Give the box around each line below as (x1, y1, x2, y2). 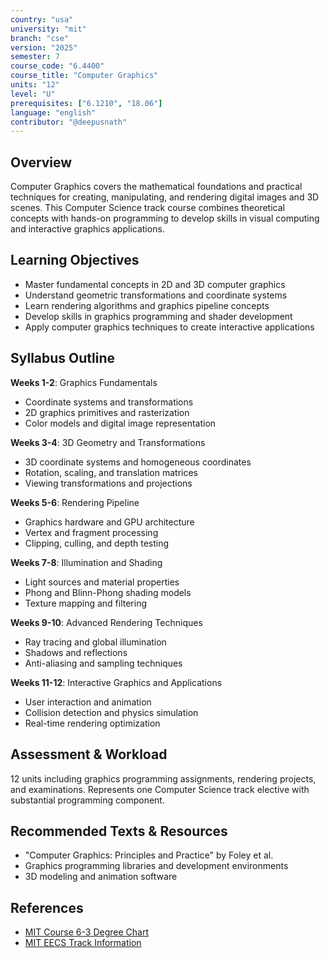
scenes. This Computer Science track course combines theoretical (10, 202, 285, 214)
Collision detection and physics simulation (24, 706, 199, 718)
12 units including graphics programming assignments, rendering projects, (10, 772, 317, 785)
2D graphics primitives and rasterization (24, 406, 190, 418)
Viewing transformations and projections (24, 477, 193, 489)
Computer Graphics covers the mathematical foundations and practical (10, 181, 303, 193)
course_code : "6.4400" (10, 61, 105, 71)
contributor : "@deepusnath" (10, 117, 128, 127)
